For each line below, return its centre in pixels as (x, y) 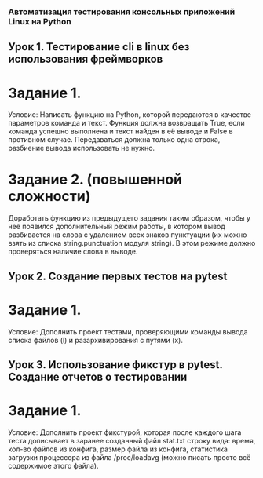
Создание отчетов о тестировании (98, 376)
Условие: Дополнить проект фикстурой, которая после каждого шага (125, 432)
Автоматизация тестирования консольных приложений (122, 12)
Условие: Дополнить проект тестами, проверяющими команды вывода (128, 331)
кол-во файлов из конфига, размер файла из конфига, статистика (118, 449)
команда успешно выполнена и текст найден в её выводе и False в (121, 131)
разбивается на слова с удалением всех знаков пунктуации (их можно (128, 235)
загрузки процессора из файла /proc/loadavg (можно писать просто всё (130, 457)
